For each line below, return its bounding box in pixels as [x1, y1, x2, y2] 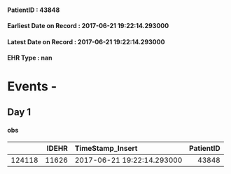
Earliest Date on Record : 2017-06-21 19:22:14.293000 [7, 22, 169, 30]
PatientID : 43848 [7, 6, 60, 14]
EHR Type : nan [7, 53, 52, 62]
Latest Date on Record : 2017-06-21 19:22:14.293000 [7, 37, 165, 46]
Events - [7, 78, 57, 94]
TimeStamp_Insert [74, 144, 138, 154]
